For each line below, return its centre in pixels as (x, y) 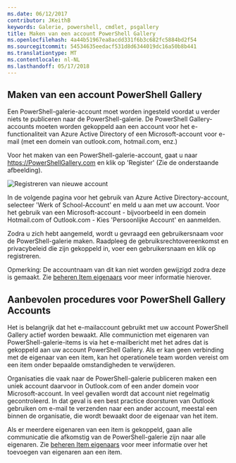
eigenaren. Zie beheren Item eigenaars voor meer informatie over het (107, 445)
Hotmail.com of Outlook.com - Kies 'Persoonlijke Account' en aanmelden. (114, 220)
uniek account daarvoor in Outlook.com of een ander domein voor (103, 386)
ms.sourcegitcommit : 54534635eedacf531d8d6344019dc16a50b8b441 (102, 47)
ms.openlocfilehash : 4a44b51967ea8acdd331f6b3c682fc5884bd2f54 (102, 40)
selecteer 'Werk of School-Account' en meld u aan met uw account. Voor (113, 205)
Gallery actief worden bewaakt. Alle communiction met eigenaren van (108, 335)
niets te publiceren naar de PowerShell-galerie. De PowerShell (98, 119)
